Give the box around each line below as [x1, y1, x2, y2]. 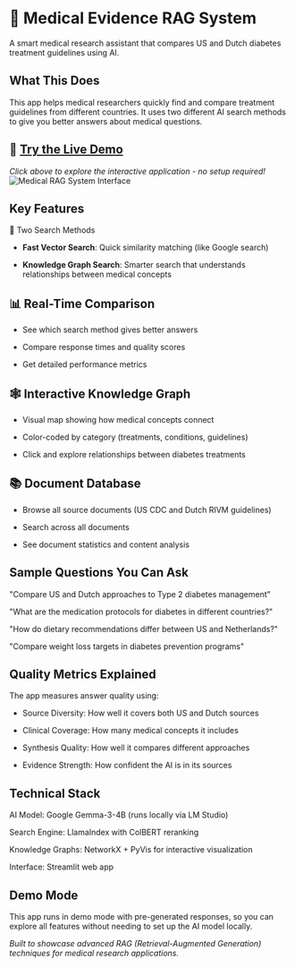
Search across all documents [21, 521, 130, 532]
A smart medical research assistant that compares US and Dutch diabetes [9, 38, 282, 48]
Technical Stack [9, 785, 101, 800]
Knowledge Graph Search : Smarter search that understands [21, 260, 246, 270]
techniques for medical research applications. [9, 948, 179, 959]
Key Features [9, 201, 85, 216]
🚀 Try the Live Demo [9, 142, 123, 158]
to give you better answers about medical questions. [9, 116, 203, 126]
